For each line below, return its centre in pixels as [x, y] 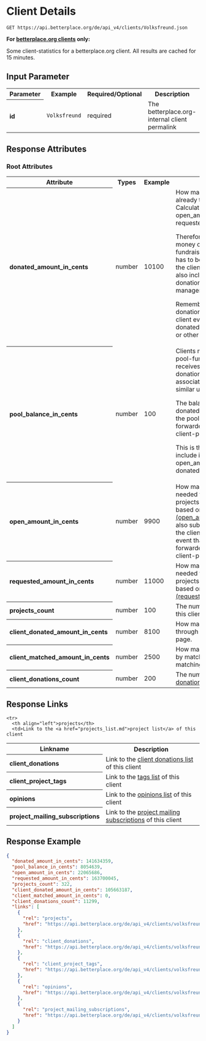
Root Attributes [30, 166]
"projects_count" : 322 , [42, 884]
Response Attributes [47, 149]
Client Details [41, 11]
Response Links [37, 704]
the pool [188, 418]
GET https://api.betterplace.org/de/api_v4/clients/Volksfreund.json [97, 28]
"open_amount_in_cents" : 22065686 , [57, 873]
